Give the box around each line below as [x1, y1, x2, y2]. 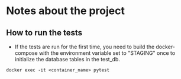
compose [14, 50, 38, 57]
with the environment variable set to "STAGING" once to [38, 50, 176, 57]
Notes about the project [6, 4, 125, 18]
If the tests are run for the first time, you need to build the [14, 43, 155, 50]
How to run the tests [6, 28, 83, 38]
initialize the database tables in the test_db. [14, 56, 120, 62]
